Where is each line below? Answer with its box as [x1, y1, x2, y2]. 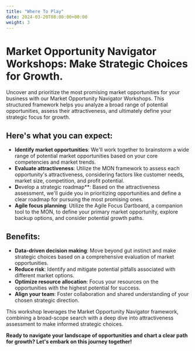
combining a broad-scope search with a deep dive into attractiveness [6, 314, 174, 321]
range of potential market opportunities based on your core [14, 153, 158, 160]
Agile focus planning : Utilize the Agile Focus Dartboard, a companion [14, 202, 183, 209]
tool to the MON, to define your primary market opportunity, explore [14, 208, 179, 215]
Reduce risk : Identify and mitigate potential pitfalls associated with [14, 266, 176, 273]
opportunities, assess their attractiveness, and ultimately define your [6, 108, 172, 115]
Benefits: [6, 232, 40, 242]
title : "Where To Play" [6, 8, 64, 15]
